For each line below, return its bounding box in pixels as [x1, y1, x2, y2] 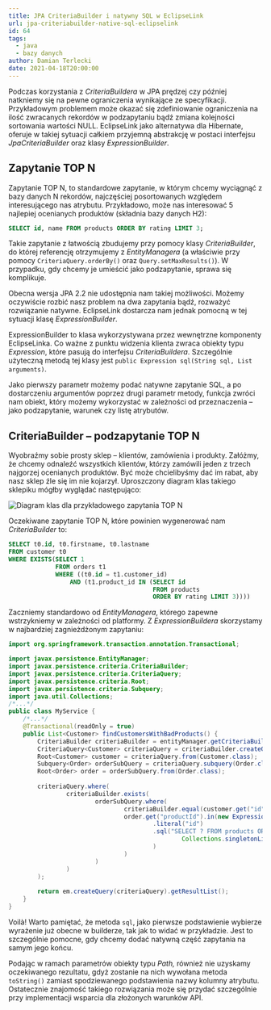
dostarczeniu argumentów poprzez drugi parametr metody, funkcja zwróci [8, 388, 256, 398]
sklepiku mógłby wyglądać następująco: [8, 485, 142, 495]
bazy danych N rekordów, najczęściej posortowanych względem [8, 191, 223, 201]
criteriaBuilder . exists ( [65, 790, 150, 798]
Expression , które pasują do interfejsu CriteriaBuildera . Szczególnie [8, 347, 232, 357]
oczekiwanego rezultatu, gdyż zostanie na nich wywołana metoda [8, 966, 227, 977]
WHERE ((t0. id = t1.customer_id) [55, 570, 168, 578]
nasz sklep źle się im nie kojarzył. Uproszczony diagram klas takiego [8, 476, 236, 486]
